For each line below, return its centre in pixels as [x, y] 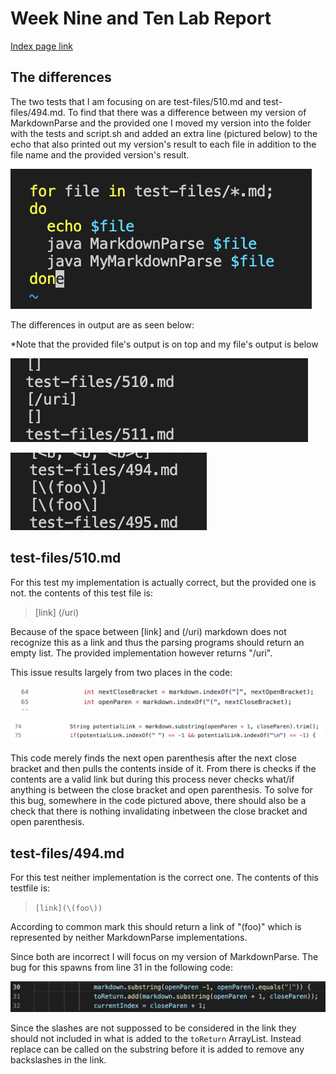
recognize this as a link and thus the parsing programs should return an [157, 642]
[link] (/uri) [57, 612]
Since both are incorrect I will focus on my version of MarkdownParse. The [164, 957]
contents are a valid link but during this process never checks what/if [152, 779]
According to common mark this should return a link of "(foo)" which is [156, 927]
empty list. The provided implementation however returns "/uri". [141, 653]
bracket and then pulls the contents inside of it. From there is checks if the [163, 769]
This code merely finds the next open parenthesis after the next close [153, 758]
